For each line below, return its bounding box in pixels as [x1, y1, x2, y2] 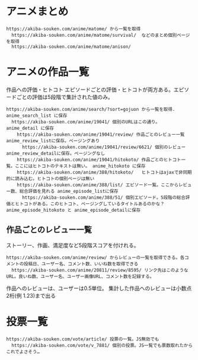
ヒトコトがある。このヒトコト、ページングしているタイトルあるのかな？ [14, 200, 165, 207]
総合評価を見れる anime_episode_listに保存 [19, 188, 119, 194]
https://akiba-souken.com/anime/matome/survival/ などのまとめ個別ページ [11, 32, 190, 38]
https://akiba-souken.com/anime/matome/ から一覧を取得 [6, 26, 141, 32]
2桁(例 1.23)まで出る [6, 292, 56, 299]
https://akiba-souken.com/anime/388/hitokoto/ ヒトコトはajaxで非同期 [17, 169, 192, 175]
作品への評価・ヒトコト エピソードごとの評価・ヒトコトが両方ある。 [6, 86, 174, 93]
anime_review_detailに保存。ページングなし [6, 150, 106, 157]
